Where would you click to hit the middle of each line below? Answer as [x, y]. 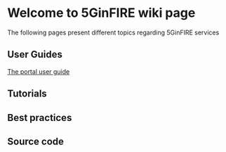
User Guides [35, 55]
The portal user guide [39, 71]
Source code [36, 141]
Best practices [40, 118]
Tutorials [27, 94]
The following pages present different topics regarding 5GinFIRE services [113, 32]
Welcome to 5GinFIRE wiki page [101, 13]
